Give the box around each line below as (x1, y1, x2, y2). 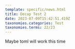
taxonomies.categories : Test (5, 20, 64, 26)
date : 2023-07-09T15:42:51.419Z (5, 16, 70, 21)
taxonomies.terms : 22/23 (5, 25, 55, 30)
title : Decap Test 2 (5, 12, 47, 16)
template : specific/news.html (5, 7, 66, 12)
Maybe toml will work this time (5, 38, 66, 44)
